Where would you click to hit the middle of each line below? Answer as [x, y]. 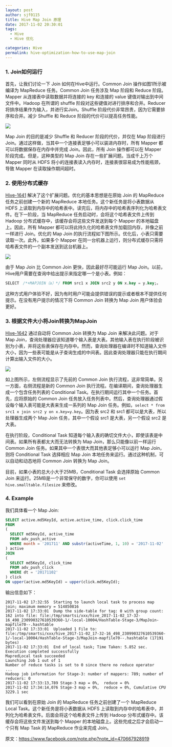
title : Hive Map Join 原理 [33, 20]
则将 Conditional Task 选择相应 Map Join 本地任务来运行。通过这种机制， [82, 454]
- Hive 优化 [22, 39]
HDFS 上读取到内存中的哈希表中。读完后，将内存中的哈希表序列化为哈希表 [84, 208]
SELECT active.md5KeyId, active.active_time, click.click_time [74, 520]
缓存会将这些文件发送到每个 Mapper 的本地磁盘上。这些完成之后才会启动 [82, 721]
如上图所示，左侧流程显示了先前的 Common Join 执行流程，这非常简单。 [82, 379]
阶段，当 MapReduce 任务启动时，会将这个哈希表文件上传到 [91, 215]
